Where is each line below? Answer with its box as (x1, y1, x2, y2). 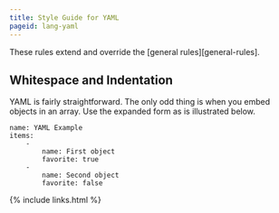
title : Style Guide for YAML (9, 13, 120, 23)
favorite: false (42, 179, 103, 188)
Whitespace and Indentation (9, 72, 174, 88)
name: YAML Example (9, 124, 83, 133)
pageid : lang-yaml (9, 22, 79, 31)
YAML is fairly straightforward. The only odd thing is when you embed (9, 97, 270, 107)
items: (9, 132, 34, 141)
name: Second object (42, 171, 120, 181)
